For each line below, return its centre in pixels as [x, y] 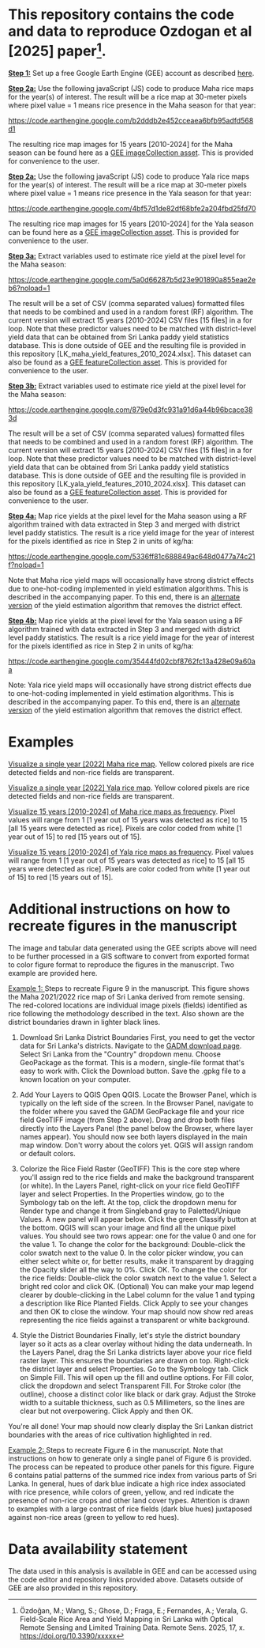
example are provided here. [53, 973]
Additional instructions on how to [119, 909]
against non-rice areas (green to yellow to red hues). [94, 1518]
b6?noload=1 [29, 288]
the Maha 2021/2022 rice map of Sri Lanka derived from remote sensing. [127, 997]
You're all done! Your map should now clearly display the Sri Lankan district [131, 1427]
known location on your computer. [75, 1079]
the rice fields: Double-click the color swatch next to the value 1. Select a [138, 1278]
